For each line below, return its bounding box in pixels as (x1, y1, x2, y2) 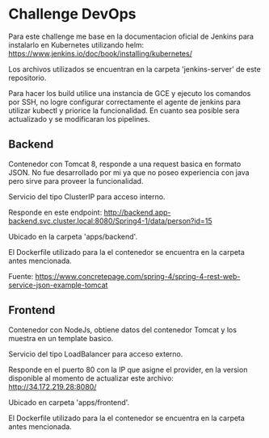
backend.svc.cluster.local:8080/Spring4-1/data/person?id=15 (8, 215, 212, 226)
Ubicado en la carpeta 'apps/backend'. (8, 232, 138, 241)
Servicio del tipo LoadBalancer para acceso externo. (8, 348, 183, 359)
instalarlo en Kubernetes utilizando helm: (8, 40, 145, 49)
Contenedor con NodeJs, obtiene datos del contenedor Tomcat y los (8, 324, 237, 335)
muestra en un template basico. (8, 333, 114, 343)
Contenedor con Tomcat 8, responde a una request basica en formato (8, 159, 242, 169)
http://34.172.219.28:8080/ (8, 382, 97, 391)
